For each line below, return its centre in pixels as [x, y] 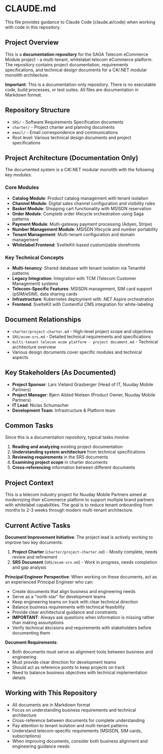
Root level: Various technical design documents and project [72, 138]
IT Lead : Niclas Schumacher [40, 405]
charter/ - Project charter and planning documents [63, 127]
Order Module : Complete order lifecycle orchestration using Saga [78, 214]
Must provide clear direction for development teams [64, 662]
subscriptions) [27, 736]
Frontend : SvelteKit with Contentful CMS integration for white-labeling [82, 304]
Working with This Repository [51, 693]
